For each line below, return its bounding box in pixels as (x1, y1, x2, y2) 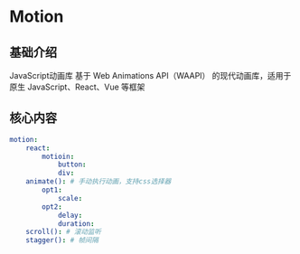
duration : (57, 219, 95, 228)
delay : (57, 211, 83, 220)
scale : (57, 193, 83, 202)
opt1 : (42, 185, 63, 195)
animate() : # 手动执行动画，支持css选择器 (25, 177, 172, 186)
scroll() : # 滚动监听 (25, 228, 102, 237)
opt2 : (42, 202, 63, 212)
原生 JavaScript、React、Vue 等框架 (9, 81, 145, 92)
